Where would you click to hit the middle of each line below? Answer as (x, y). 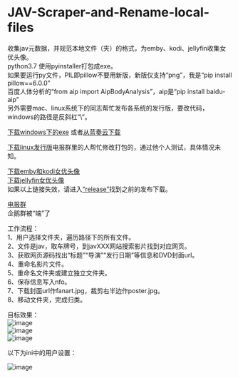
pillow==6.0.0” (29, 83)
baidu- (216, 91)
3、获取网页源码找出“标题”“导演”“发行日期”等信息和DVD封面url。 (103, 255)
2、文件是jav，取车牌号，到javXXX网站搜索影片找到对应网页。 (99, 246)
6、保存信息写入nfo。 (39, 282)
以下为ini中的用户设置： (42, 352)
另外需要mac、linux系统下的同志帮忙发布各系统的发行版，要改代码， (108, 108)
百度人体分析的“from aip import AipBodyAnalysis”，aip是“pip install (106, 91)
